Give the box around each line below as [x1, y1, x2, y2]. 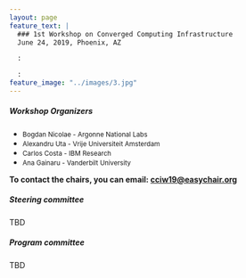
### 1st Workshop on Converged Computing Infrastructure [17, 29, 234, 38]
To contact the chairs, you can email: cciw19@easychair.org [9, 174, 238, 184]
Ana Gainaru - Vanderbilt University [21, 158, 132, 168]
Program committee [9, 237, 85, 248]
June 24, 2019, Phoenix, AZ [17, 37, 122, 47]
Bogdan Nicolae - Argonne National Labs [21, 130, 148, 139]
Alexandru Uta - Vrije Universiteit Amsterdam [21, 139, 160, 148]
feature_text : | [9, 21, 70, 30]
